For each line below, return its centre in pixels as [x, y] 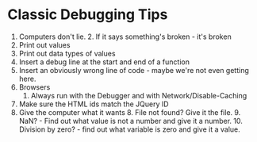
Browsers [35, 87]
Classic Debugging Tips [88, 15]
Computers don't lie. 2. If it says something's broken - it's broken [125, 36]
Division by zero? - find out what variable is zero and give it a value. [129, 129]
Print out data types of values [67, 53]
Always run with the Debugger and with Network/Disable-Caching [139, 95]
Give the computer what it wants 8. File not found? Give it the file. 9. [130, 112]
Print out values [44, 44]
